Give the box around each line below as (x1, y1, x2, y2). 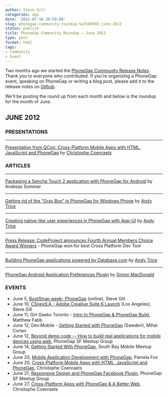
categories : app (5, 12, 39, 17)
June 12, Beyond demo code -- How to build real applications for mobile (12, 333, 161, 339)
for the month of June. (5, 99, 51, 105)
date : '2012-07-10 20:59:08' (5, 17, 66, 22)
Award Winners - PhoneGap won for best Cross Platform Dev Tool (5, 243, 141, 249)
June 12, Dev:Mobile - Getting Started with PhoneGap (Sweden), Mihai (12, 322, 158, 328)
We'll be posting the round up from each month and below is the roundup (5, 93, 156, 99)
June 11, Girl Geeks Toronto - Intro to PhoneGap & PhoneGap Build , (12, 311, 150, 317)
